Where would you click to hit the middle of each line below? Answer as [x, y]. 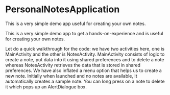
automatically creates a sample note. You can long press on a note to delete [85, 81]
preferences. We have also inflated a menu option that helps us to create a [83, 70]
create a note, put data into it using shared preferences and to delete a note [85, 59]
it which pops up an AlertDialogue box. [46, 87]
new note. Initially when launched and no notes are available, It [71, 76]
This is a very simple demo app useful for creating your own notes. [76, 23]
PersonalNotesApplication [63, 9]
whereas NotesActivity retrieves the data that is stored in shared [73, 65]
